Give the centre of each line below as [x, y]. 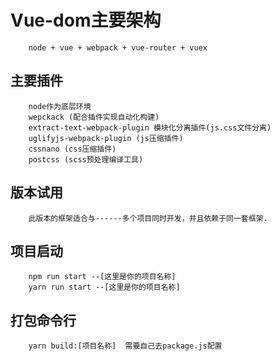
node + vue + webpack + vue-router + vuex [118, 47]
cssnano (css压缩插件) [72, 149]
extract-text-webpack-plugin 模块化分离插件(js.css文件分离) [150, 127]
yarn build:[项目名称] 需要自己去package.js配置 [125, 346]
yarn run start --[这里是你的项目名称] [104, 287]
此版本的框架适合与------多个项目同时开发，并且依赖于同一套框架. [148, 218]
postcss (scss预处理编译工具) [86, 159]
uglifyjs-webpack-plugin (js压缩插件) [106, 138]
